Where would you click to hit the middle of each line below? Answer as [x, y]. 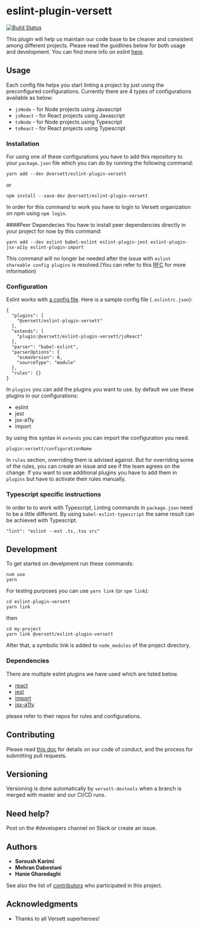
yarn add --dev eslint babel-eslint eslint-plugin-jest [77, 242]
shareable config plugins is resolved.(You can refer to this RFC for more [96, 265]
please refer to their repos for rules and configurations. [74, 716]
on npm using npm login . [36, 214]
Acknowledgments [42, 904]
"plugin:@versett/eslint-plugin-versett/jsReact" [80, 337]
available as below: [30, 97]
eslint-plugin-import [57, 248]
